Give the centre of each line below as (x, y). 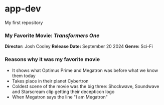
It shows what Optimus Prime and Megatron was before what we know (85, 70)
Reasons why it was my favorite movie (52, 59)
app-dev (23, 9)
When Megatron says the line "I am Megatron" (60, 97)
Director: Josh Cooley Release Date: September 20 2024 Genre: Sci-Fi (79, 46)
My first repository (24, 22)
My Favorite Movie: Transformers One (52, 35)
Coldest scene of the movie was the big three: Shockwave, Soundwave (86, 86)
